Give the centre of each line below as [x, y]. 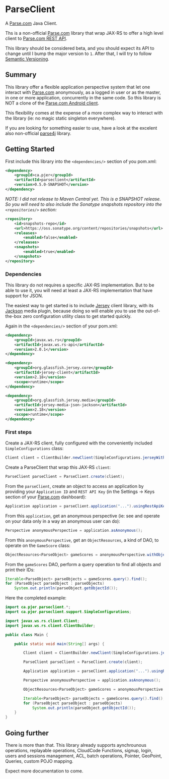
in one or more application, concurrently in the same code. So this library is [83, 97]
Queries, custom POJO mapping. [39, 761]
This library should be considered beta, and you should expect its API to [80, 48]
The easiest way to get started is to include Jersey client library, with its [79, 305]
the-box [13, 316]
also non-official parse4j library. [38, 133]
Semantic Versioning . [27, 59]
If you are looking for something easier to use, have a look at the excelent [81, 128]
